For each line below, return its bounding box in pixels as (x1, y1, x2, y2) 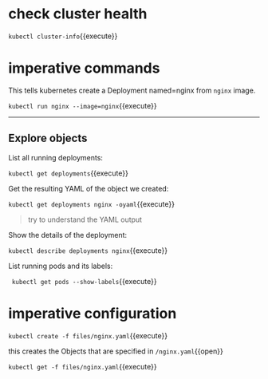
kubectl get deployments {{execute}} (8, 168, 129, 178)
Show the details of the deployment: (8, 230, 128, 239)
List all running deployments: (8, 152, 104, 162)
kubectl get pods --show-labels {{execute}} (11, 276, 157, 286)
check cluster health (8, 5, 148, 23)
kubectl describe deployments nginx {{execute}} (8, 245, 168, 255)
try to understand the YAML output (27, 215, 142, 224)
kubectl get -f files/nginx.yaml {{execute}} (8, 361, 157, 371)
